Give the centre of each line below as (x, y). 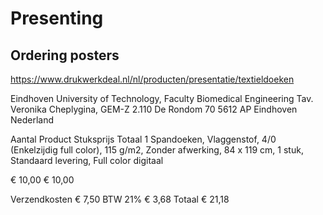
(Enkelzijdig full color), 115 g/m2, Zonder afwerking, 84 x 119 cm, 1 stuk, (157, 150)
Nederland (32, 120)
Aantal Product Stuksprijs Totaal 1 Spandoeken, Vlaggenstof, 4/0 (143, 139)
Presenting (57, 18)
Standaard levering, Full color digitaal (87, 160)
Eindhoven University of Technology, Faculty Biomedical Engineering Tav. (162, 98)
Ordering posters (65, 55)
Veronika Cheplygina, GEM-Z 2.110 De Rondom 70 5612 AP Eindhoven (154, 109)
